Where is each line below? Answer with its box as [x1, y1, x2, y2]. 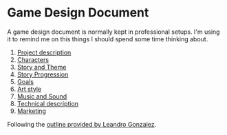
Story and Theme [17, 63, 67, 71]
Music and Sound [17, 92, 67, 101]
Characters [17, 55, 50, 63]
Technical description [17, 99, 79, 107]
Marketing [17, 107, 47, 115]
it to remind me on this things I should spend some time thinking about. [7, 34, 208, 43]
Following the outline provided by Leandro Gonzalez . [7, 120, 157, 128]
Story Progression [17, 70, 69, 79]
